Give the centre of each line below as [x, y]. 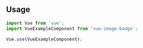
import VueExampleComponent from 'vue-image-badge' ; [72, 29]
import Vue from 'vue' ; [35, 23]
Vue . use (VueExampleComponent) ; [44, 39]
